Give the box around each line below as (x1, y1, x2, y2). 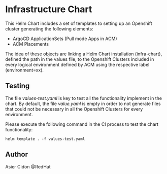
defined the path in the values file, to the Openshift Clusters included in (5, 56, 154, 62)
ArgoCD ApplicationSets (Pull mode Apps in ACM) (12, 36, 118, 42)
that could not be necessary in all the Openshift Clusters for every (5, 106, 143, 112)
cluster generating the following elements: (5, 25, 93, 31)
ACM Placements (12, 41, 49, 47)
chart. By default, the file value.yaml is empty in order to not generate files (5, 100, 161, 107)
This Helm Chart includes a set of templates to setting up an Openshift (5, 20, 152, 26)
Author (5, 150, 28, 159)
